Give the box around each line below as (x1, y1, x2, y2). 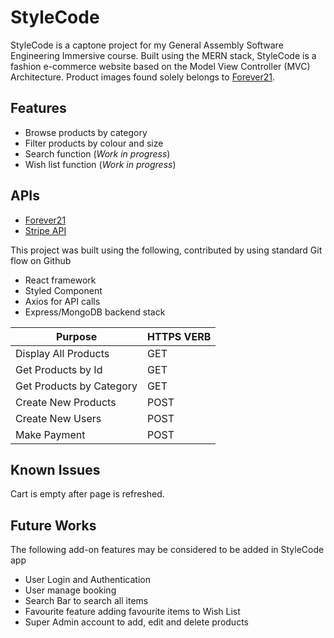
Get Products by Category (15, 379, 138, 393)
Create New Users (15, 411, 102, 425)
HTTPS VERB (147, 329, 212, 343)
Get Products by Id (15, 362, 103, 376)
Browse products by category (24, 126, 148, 138)
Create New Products (15, 395, 117, 409)
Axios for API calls (24, 295, 101, 307)
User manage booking (24, 584, 117, 596)
